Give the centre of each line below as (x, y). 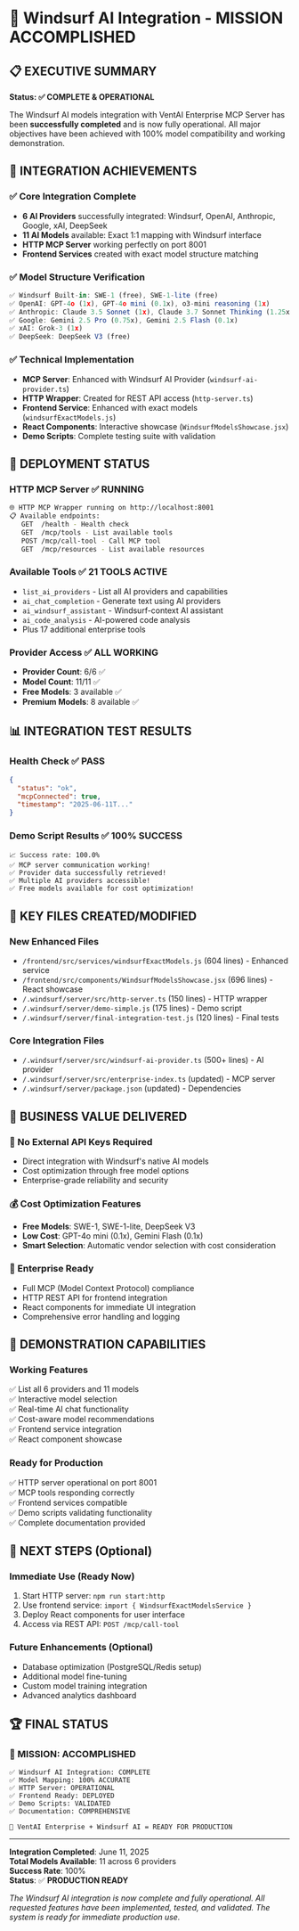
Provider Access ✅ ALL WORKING (84, 652)
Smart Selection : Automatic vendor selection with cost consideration (149, 1246)
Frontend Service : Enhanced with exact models (110, 407)
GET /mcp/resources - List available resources (113, 549)
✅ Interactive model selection (63, 1399)
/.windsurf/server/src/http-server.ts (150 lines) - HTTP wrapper (145, 999)
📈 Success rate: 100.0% (55, 855)
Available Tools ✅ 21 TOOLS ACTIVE (88, 572)
